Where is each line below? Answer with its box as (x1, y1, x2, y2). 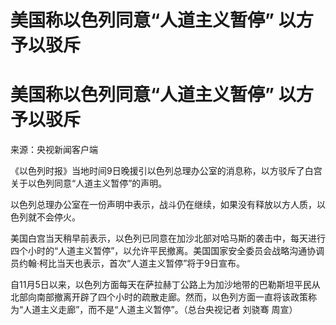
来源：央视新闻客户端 (10, 144, 98, 156)
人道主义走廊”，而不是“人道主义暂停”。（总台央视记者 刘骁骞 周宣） (23, 304, 298, 316)
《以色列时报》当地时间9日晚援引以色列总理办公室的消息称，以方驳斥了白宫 (10, 165, 323, 177)
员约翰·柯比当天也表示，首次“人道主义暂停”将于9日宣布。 (10, 257, 246, 270)
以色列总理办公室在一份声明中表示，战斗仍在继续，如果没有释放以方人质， (10, 199, 317, 211)
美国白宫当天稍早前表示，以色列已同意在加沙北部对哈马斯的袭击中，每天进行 (10, 232, 326, 245)
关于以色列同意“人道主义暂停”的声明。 (10, 177, 168, 190)
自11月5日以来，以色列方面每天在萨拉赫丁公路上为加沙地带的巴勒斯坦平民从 (10, 279, 321, 291)
